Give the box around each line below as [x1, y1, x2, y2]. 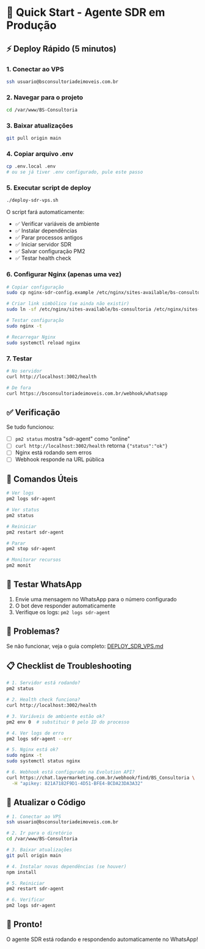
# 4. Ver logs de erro [6, 730, 64, 736]
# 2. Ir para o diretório [6, 830, 72, 836]
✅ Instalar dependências [15, 227, 77, 234]
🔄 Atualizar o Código [6, 797, 86, 808]
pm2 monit [6, 562, 32, 569]
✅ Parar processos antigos [15, 234, 83, 242]
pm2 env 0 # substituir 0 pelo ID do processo [6, 719, 130, 725]
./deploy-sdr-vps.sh [6, 198, 59, 204]
